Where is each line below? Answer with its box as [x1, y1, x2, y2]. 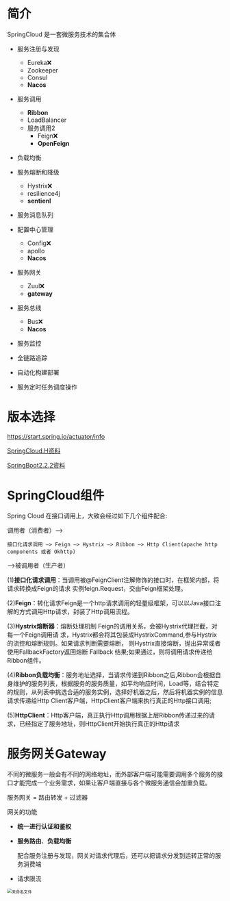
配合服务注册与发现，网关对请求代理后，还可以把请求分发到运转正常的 [16, 851, 216, 859]
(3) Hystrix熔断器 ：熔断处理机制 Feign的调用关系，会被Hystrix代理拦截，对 [7, 622, 218, 630]
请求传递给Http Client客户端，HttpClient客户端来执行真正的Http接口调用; [7, 696, 212, 705]
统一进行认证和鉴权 [16, 822, 72, 830]
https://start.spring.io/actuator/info [7, 432, 105, 440]
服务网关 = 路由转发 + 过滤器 [7, 793, 88, 801]
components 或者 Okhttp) [7, 548, 76, 555]
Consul [27, 73, 48, 81]
